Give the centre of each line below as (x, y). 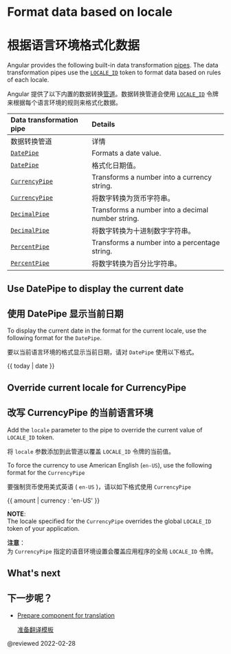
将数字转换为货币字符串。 (133, 198)
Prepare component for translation (66, 615)
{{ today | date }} (31, 366)
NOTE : (16, 514)
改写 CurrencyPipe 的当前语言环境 (80, 413)
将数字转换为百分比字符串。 (136, 264)
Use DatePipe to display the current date (96, 289)
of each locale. (28, 80)
